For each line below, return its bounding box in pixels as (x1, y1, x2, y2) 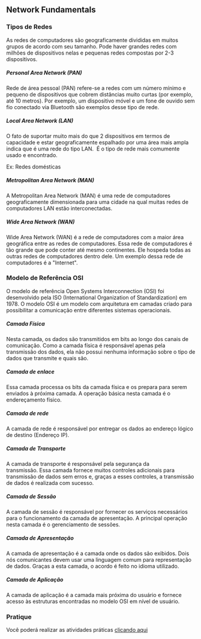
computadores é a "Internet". (6, 259, 78, 266)
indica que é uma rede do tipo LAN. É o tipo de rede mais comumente (6, 145, 180, 152)
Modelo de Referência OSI (6, 274, 84, 282)
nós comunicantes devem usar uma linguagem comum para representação (6, 556, 192, 563)
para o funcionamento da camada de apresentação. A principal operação (6, 514, 188, 522)
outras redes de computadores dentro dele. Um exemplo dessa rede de (6, 252, 183, 260)
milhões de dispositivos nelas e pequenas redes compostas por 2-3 (6, 49, 174, 56)
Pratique (6, 613, 32, 621)
